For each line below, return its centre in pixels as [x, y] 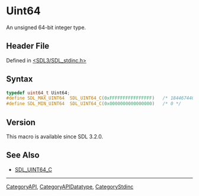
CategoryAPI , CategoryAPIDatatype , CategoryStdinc [70, 186]
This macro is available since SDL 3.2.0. [55, 137]
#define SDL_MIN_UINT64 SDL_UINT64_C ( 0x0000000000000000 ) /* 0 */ [94, 104]
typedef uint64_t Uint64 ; [38, 93]
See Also [23, 155]
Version [21, 122]
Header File [28, 46]
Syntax [20, 79]
